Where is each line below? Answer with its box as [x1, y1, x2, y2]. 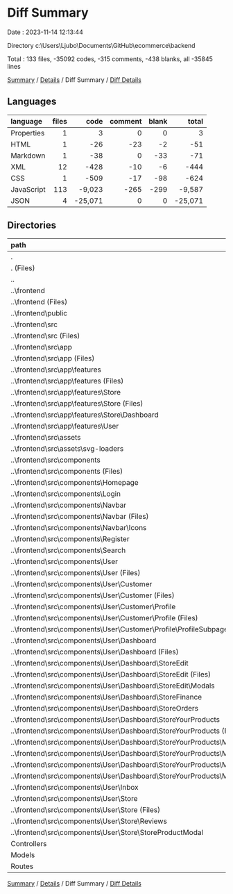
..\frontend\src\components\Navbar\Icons [10, 522, 147, 532]
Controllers [10, 838, 47, 848]
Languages [7, 96, 57, 108]
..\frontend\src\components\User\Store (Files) [10, 804, 161, 814]
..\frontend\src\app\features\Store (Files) [10, 398, 144, 408]
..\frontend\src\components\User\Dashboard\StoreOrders [10, 703, 199, 713]
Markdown [10, 151, 46, 160]
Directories [7, 220, 57, 231]
